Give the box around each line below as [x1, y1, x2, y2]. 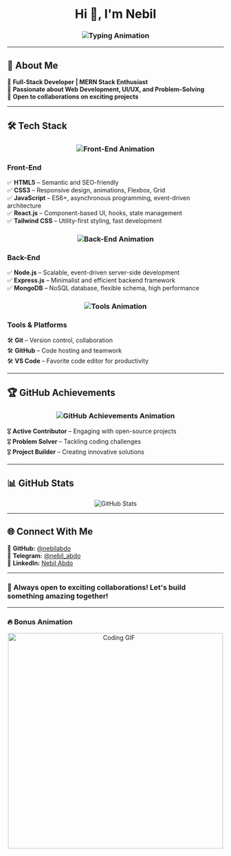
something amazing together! [7, 591, 109, 601]
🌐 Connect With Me [7, 526, 93, 537]
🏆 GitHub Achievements [7, 386, 115, 399]
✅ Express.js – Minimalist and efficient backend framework [7, 276, 175, 285]
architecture [7, 201, 42, 210]
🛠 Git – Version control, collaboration [7, 336, 113, 344]
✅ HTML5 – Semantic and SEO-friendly [7, 178, 119, 186]
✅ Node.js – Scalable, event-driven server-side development [7, 268, 180, 277]
